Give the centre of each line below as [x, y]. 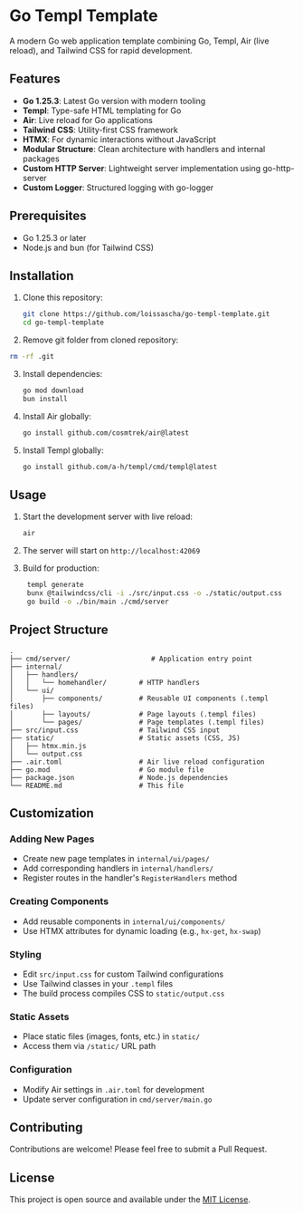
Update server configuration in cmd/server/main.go [117, 1099]
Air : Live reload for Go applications [88, 120]
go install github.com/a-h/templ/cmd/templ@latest [120, 467]
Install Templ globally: [63, 450]
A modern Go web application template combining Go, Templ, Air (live [139, 41]
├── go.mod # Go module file [107, 770]
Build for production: [61, 568]
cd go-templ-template [63, 323]
